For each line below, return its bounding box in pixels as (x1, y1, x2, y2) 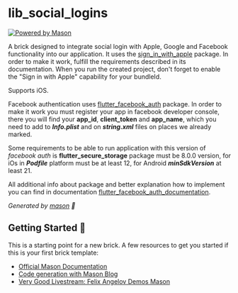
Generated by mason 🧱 (8, 201, 76, 210)
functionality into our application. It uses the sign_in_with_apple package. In (8, 50, 229, 58)
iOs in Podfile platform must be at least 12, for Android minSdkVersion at (8, 158, 222, 167)
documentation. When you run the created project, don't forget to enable (8, 65, 221, 73)
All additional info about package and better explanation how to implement (8, 179, 225, 189)
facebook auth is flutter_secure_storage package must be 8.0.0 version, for (8, 151, 232, 160)
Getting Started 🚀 (8, 222, 86, 234)
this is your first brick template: (8, 248, 98, 257)
